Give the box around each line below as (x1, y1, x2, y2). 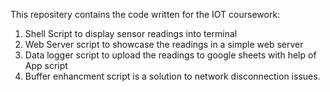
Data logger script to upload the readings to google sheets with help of (24, 49, 317, 61)
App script (24, 60, 68, 71)
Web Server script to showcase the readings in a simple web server (24, 39, 304, 50)
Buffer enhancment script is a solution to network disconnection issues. (24, 70, 321, 82)
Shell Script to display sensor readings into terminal (24, 28, 238, 39)
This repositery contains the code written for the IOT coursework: (10, 9, 281, 20)
